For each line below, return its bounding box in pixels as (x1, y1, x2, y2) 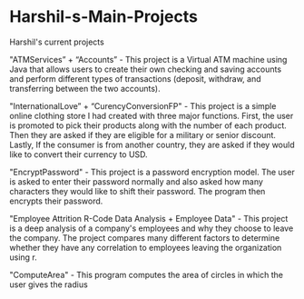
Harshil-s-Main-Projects (9, 6, 198, 27)
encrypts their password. (9, 195, 103, 206)
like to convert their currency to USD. (9, 148, 148, 160)
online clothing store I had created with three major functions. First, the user (9, 110, 294, 121)
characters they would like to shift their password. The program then (9, 185, 266, 196)
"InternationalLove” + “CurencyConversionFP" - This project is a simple (9, 100, 277, 111)
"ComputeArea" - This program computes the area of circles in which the (9, 269, 284, 280)
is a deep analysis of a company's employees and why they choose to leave (9, 223, 294, 234)
